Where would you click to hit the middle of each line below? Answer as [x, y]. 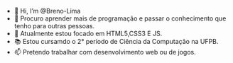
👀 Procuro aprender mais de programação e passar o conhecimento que [120, 18]
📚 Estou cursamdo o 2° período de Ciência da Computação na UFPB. [116, 41]
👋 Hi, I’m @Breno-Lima [47, 11]
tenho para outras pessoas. [54, 26]
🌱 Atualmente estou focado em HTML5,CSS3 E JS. [88, 33]
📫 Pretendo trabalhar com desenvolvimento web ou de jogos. [105, 52]
